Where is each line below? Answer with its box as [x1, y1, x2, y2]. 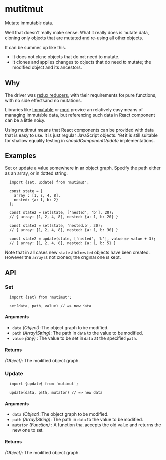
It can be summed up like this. [5, 44, 66, 50]
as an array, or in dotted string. [5, 170, 68, 176]
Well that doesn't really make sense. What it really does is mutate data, [5, 29, 149, 35]
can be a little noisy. [5, 117, 46, 123]
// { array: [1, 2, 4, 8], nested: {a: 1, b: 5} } [9, 240, 116, 246]
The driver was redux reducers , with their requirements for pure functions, [5, 92, 157, 98]
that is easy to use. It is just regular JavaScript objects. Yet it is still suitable [5, 132, 158, 138]
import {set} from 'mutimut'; [9, 295, 72, 300]
